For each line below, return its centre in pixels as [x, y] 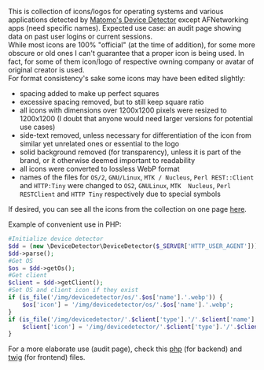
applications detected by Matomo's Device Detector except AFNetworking [128, 20]
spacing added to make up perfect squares [89, 93]
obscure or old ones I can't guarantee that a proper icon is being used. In [126, 53]
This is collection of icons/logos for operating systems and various [116, 11]
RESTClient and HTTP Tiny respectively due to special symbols [120, 194]
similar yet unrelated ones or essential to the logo [99, 144]
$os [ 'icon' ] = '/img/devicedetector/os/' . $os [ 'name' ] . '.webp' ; [128, 305]
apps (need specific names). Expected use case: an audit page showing [125, 28]
